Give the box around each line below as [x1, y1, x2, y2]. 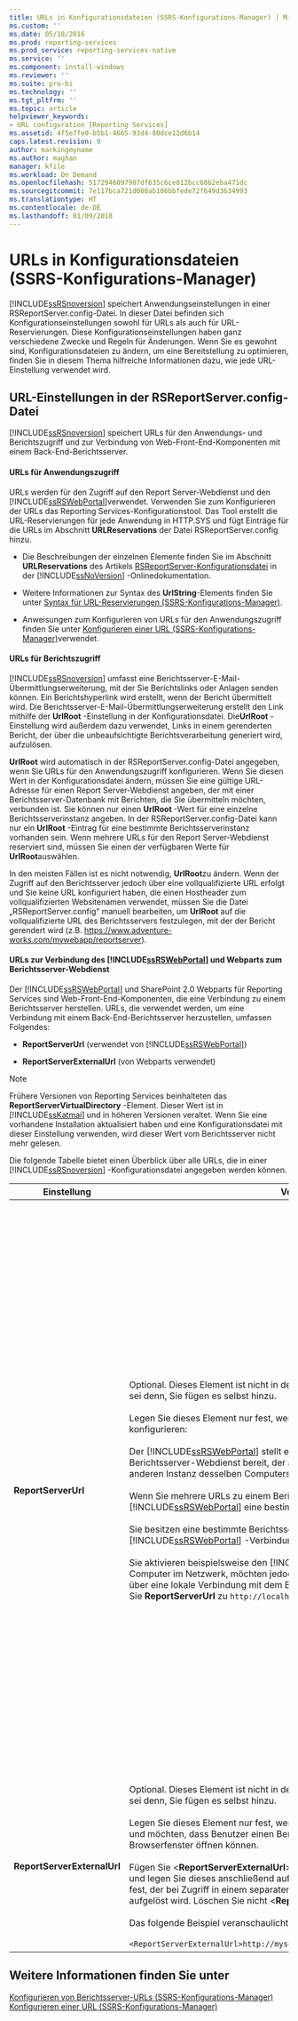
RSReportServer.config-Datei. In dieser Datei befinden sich [9, 308, 224, 318]
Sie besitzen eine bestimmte [129, 1523, 247, 1535]
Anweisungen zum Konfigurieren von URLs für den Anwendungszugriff [21, 614, 282, 624]
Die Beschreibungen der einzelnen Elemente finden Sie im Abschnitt [21, 551, 272, 561]
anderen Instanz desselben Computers [129, 1467, 291, 1479]
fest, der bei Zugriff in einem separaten [129, 1883, 292, 1896]
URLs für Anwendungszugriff [9, 466, 120, 477]
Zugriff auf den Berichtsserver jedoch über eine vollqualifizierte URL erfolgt [9, 877, 286, 888]
